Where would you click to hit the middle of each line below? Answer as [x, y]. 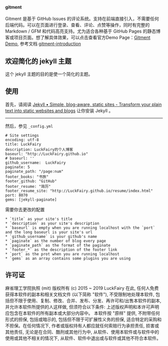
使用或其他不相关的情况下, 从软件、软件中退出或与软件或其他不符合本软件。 [83, 338]
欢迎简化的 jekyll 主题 [38, 61]
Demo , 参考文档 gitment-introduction [43, 44]
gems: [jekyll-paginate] [31, 200]
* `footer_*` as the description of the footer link [61, 250]
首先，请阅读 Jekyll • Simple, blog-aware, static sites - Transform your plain [83, 104]
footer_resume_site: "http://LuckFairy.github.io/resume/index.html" [79, 191]
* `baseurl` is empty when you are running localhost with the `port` [80, 228]
